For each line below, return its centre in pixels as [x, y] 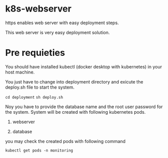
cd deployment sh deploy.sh [34, 97]
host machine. [20, 72]
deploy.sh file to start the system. [40, 87]
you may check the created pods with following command [66, 141]
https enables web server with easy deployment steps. [62, 23]
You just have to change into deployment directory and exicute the [74, 82]
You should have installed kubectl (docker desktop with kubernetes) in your [84, 66]
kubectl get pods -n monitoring [39, 150]
